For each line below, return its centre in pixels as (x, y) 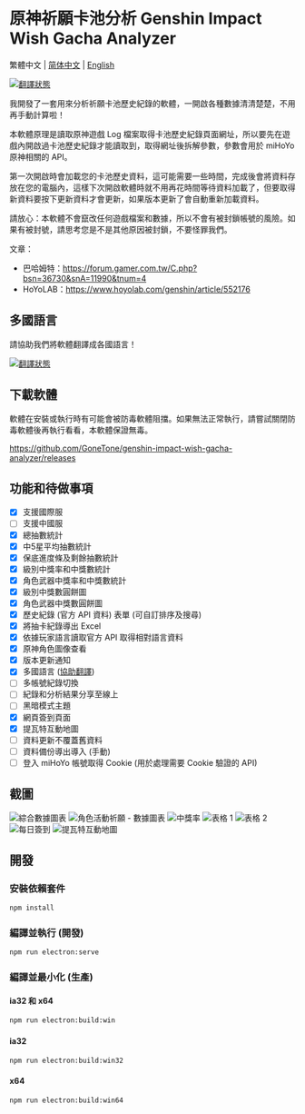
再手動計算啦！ (37, 114)
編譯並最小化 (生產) (51, 978)
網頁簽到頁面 (46, 717)
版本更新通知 (46, 661)
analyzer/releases (43, 458)
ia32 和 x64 (32, 1000)
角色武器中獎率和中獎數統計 (74, 580)
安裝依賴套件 (38, 889)
